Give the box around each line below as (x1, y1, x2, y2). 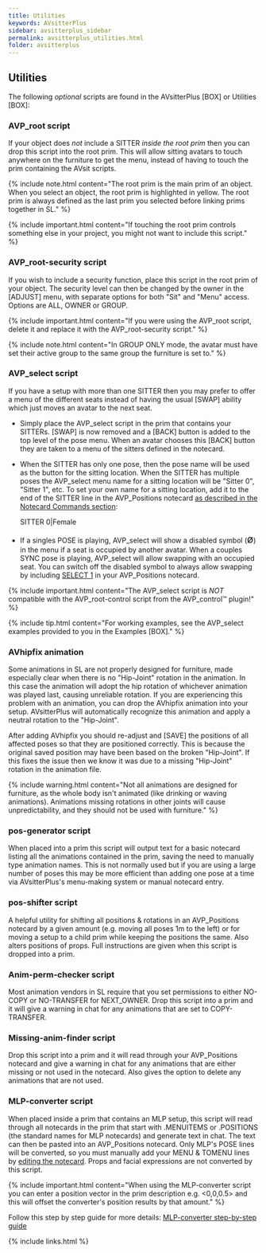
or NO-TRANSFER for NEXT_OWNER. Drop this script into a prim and (29, 996, 253, 1005)
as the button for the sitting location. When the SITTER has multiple (19, 468, 240, 477)
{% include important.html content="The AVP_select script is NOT (8, 585, 225, 595)
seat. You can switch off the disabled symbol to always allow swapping (19, 562, 253, 571)
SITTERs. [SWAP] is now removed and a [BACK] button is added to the (19, 427, 251, 437)
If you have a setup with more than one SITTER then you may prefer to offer (8, 386, 256, 395)
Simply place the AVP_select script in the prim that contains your (19, 418, 232, 428)
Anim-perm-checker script (8, 969, 115, 980)
